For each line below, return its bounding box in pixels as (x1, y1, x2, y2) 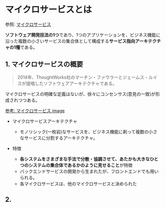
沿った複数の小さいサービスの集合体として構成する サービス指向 (5, 38, 135, 44)
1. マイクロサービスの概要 (5, 60, 83, 69)
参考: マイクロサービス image (5, 107, 65, 113)
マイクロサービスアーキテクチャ (12, 118, 78, 124)
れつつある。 (13, 97, 40, 103)
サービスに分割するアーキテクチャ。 (24, 135, 98, 141)
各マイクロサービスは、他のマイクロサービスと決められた (19, 181, 137, 187)
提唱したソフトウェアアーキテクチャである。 (26, 80, 117, 86)
